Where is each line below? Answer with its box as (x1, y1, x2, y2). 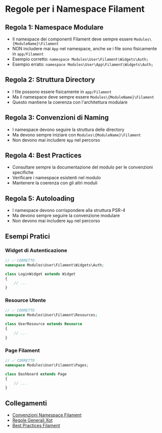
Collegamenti (5, 399, 47, 407)
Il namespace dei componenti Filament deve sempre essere (12, 36, 133, 42)
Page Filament (5, 347, 40, 354)
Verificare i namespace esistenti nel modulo (12, 175, 101, 181)
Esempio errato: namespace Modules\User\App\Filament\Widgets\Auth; (12, 62, 154, 67)
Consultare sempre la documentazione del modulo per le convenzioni (12, 164, 153, 170)
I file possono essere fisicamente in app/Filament (12, 89, 112, 95)
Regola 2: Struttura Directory (5, 75, 95, 84)
